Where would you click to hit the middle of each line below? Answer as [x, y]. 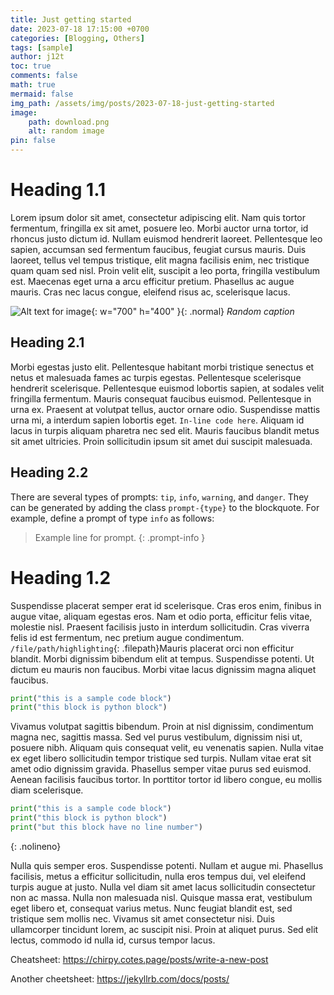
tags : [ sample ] [42, 47]
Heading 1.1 [58, 190]
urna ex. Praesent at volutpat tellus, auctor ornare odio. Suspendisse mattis [165, 409]
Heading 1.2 [61, 577]
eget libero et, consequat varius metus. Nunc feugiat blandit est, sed [151, 908]
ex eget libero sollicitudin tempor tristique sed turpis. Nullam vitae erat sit [161, 758]
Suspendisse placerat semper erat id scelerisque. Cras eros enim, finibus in [166, 605]
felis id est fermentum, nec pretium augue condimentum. [127, 637]
